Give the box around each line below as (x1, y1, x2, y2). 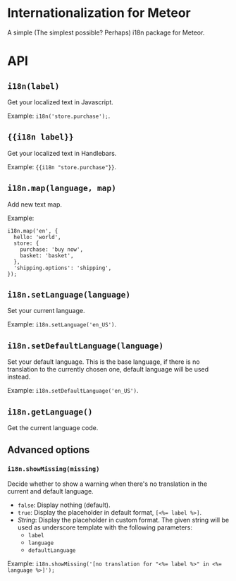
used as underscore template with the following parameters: (17, 523, 192, 532)
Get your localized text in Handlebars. (7, 149, 117, 157)
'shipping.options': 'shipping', (13, 264, 112, 271)
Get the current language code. (7, 424, 99, 432)
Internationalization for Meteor (7, 5, 192, 21)
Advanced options (7, 444, 90, 456)
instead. (7, 372, 31, 381)
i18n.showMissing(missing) (7, 465, 100, 473)
